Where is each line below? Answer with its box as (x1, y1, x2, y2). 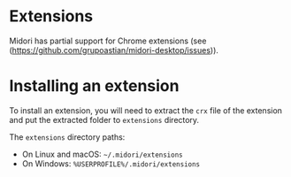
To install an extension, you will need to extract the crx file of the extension (9, 104, 283, 116)
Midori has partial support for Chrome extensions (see (9, 35, 207, 46)
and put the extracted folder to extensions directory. (9, 114, 200, 125)
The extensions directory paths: (9, 131, 126, 142)
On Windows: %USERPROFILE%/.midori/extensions (21, 158, 201, 169)
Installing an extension (9, 76, 180, 96)
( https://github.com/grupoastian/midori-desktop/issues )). (9, 44, 219, 55)
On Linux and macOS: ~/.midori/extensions (21, 149, 183, 159)
